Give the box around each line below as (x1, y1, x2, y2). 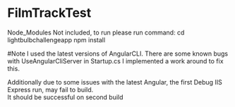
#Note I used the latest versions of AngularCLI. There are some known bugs (7, 49, 228, 58)
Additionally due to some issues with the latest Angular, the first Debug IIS (7, 77, 222, 86)
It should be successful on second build (7, 93, 123, 101)
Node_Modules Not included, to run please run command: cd (7, 28, 185, 37)
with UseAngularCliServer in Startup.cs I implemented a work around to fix (7, 56, 224, 65)
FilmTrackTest (7, 5, 92, 21)
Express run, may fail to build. (7, 85, 94, 94)
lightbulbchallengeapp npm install (7, 35, 106, 44)
